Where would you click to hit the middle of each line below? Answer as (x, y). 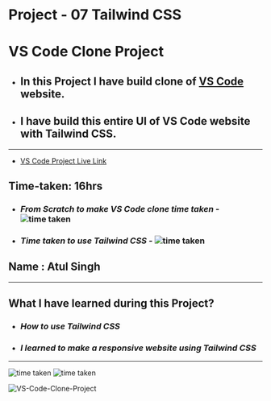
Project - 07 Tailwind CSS (95, 15)
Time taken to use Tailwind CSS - (86, 241)
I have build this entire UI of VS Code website (135, 121)
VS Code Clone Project (86, 52)
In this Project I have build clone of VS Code (132, 81)
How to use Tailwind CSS (70, 326)
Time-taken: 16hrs (56, 186)
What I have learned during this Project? (112, 304)
